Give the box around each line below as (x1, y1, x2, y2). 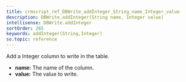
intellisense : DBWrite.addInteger (6, 20, 92, 26)
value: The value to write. (14, 71, 79, 77)
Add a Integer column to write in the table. (6, 53, 110, 59)
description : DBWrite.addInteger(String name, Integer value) (6, 14, 164, 20)
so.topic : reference (6, 36, 58, 42)
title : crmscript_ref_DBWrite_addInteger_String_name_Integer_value (6, 8, 180, 15)
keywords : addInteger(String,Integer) (6, 31, 103, 37)
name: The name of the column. (14, 64, 94, 71)
